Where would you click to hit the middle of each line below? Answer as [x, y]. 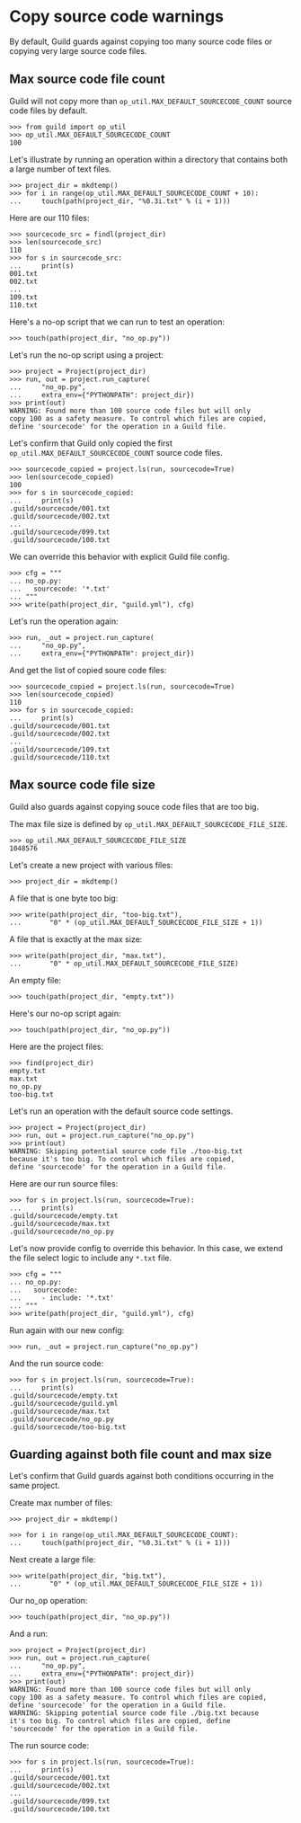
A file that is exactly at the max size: [76, 939]
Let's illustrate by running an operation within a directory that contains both [149, 159]
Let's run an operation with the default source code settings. [121, 1111]
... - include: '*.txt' [62, 1298]
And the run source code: [57, 1363]
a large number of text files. [61, 169]
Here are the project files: [57, 1046]
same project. [35, 1486]
